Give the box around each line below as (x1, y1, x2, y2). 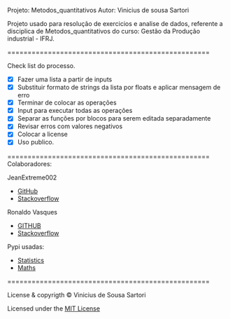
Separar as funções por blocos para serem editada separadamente (17, 114, 211, 123)
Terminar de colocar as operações (17, 98, 117, 107)
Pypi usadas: (7, 242, 45, 251)
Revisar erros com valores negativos (17, 122, 123, 130)
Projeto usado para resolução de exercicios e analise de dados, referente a (7, 20, 224, 27)
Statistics (17, 256, 45, 264)
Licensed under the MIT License (7, 304, 100, 313)
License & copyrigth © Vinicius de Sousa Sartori (7, 290, 146, 299)
